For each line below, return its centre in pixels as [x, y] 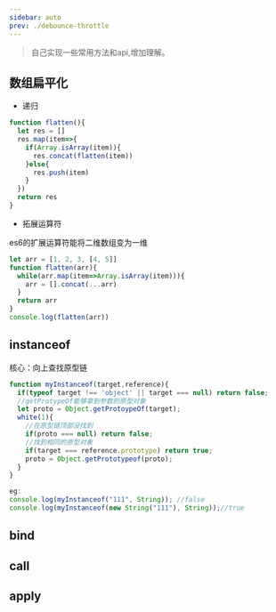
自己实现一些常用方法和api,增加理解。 [100, 52]
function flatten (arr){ [53, 268]
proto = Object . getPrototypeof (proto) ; [99, 459]
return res [37, 197]
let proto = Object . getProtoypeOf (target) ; [99, 409]
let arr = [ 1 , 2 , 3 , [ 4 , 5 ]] [63, 259]
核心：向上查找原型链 [48, 367]
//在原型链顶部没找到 [59, 426]
